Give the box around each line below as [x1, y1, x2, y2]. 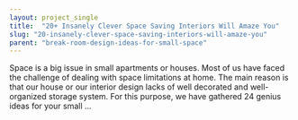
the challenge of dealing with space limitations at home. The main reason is [9, 73, 289, 83]
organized [9, 91, 47, 102]
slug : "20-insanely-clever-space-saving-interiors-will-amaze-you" [9, 30, 268, 39]
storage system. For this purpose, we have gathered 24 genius [48, 91, 282, 102]
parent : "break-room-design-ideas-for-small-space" [9, 38, 207, 47]
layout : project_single [9, 13, 99, 22]
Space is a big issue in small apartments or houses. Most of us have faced [9, 63, 285, 73]
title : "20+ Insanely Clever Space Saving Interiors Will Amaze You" [9, 21, 280, 30]
